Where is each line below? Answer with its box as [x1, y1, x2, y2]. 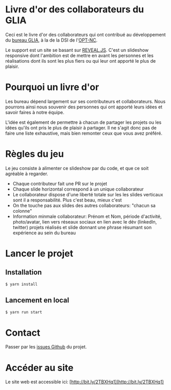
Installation [5, 268, 42, 277]
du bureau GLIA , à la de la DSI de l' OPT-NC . [5, 37, 98, 43]
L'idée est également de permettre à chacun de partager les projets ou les [5, 119, 162, 125]
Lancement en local [5, 296, 69, 305]
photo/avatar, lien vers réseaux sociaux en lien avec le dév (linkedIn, [12, 218, 157, 225]
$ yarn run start [5, 309, 42, 314]
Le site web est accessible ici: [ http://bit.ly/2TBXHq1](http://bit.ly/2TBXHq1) [5, 379, 164, 385]
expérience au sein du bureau [12, 230, 76, 236]
